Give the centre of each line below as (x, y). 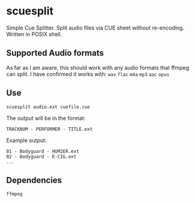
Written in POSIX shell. (34, 34)
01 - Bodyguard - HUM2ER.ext (43, 151)
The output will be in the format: (46, 118)
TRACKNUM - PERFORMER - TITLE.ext (50, 129)
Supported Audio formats (55, 53)
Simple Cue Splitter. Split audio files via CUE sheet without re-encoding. (95, 28)
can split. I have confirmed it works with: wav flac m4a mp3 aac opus (88, 74)
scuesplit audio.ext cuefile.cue (48, 107)
